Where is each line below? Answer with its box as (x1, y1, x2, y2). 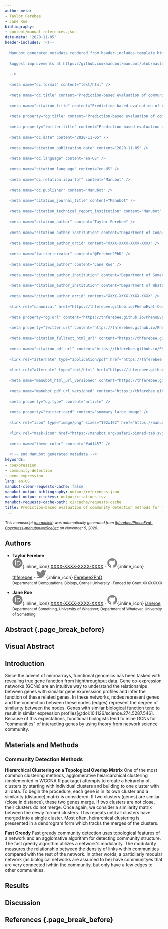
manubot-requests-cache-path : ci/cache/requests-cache (5, 500, 122, 505)
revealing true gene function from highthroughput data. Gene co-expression (5, 678, 162, 684)
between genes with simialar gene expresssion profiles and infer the (5, 689, 146, 695)
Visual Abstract (5, 642, 55, 651)
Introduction (5, 659, 45, 668)
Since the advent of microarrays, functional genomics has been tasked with (5, 673, 161, 679)
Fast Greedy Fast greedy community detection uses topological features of (5, 830, 160, 836)
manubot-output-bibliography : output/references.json (5, 489, 120, 494)
